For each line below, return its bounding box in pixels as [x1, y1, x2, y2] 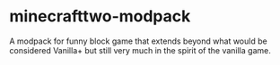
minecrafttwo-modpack [9, 6, 191, 27]
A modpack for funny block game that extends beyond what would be [9, 36, 267, 46]
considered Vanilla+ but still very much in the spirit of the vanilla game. [9, 45, 271, 55]
